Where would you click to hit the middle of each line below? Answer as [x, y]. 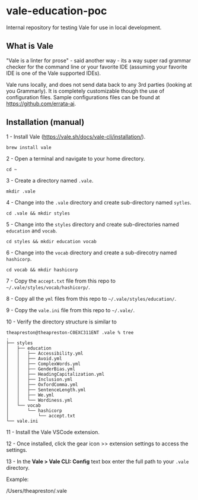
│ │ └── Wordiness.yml [39, 400]
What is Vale [30, 46]
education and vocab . [32, 231]
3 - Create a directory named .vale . [50, 180]
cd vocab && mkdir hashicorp [42, 270]
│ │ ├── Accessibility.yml [45, 353]
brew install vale [29, 147]
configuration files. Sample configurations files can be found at [83, 97]
